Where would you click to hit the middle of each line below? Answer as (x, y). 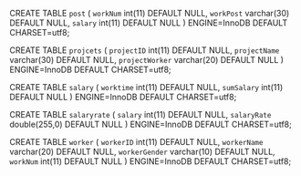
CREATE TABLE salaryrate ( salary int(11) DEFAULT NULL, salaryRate (140, 114)
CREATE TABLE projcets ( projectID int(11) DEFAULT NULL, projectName (145, 50)
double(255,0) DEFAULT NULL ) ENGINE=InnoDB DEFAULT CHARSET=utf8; (150, 124)
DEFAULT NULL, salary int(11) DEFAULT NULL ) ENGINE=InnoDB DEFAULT (149, 23)
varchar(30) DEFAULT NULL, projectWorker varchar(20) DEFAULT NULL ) (147, 60)
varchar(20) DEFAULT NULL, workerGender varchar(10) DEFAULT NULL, (142, 151)
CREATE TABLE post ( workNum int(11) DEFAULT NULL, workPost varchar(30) (150, 13)
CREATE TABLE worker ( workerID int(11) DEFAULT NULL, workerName (136, 142)
